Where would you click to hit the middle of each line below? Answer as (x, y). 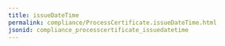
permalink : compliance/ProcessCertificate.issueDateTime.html (112, 23)
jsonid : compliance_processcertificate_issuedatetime (99, 30)
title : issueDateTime (44, 15)
